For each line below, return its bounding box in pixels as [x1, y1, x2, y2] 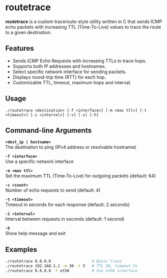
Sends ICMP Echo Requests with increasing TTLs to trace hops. [12, 58, 147, 64]
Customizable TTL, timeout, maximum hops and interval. [12, 79, 131, 85]
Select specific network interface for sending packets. [12, 68, 127, 75]
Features [5, 44, 34, 53]
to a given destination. [5, 29, 52, 35]
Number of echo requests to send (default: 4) [5, 187, 101, 193]
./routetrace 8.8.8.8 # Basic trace [5, 259, 122, 264]
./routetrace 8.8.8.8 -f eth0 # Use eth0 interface [5, 268, 138, 273]
